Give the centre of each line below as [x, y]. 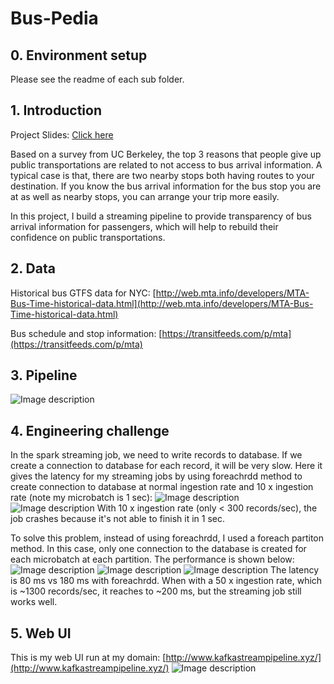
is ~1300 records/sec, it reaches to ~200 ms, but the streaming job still [156, 591]
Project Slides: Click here [62, 134]
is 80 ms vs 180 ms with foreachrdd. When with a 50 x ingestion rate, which [166, 581]
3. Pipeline [44, 375]
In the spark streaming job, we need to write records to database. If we [156, 455]
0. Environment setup [79, 55]
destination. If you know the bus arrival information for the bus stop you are [166, 186]
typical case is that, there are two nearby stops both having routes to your [162, 175]
